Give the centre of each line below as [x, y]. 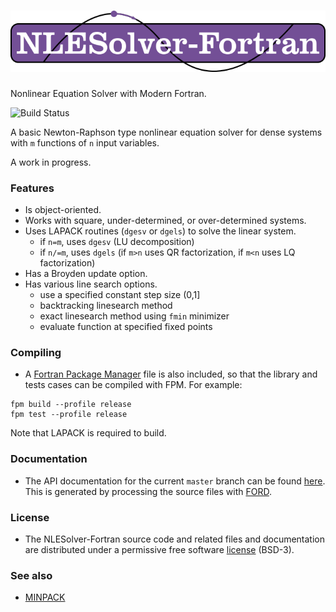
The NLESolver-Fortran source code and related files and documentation [175, 539]
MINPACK [45, 597]
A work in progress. [51, 162]
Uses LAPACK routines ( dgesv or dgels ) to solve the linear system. [160, 231]
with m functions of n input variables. [85, 142]
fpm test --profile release [69, 415]
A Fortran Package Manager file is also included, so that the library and [171, 374]
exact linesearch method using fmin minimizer [134, 316]
